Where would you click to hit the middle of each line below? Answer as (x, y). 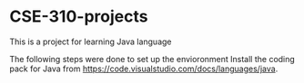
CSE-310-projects (79, 17)
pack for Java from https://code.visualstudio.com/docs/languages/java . (144, 69)
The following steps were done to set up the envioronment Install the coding (152, 59)
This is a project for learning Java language (91, 41)
